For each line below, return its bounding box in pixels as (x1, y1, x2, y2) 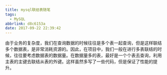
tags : (5, 12, 16, 17)
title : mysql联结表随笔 (5, 7, 51, 12)
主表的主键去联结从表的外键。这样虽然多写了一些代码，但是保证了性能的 (5, 59, 153, 65)
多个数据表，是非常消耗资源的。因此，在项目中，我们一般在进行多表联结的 (5, 46, 158, 52)
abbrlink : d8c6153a (5, 21, 46, 26)
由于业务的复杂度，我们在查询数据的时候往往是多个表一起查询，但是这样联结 (5, 40, 162, 46)
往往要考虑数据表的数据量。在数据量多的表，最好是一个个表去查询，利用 (13, 53, 162, 59)
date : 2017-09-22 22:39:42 (5, 26, 61, 31)
